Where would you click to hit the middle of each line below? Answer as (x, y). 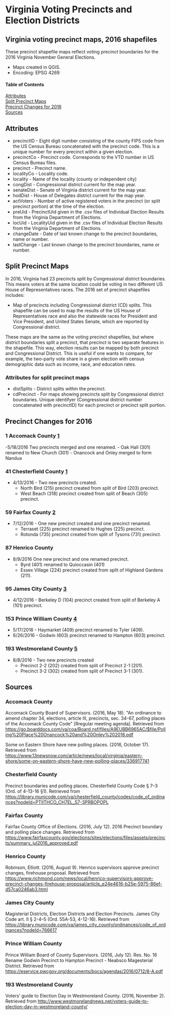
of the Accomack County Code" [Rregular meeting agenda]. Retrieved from (85, 724)
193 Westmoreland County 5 (41, 649)
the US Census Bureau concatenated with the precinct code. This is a (86, 146)
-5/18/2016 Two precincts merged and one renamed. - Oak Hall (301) (78, 447)
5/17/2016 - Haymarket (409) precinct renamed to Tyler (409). (78, 630)
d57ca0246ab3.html (27, 889)
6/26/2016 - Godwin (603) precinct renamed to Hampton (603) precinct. (89, 635)
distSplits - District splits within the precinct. (59, 389)
